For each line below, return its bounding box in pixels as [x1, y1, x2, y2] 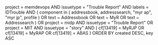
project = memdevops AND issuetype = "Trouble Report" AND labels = [5, 4, 149, 10]
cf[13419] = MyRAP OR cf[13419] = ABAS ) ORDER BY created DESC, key [5, 30, 154, 36]
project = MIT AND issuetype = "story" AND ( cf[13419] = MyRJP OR [5, 25, 145, 31]
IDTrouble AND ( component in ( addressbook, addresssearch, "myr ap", [5, 9, 152, 15]
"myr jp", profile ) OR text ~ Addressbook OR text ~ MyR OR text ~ [5, 15, 140, 20]
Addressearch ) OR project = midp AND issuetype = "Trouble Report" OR [5, 20, 154, 25]
